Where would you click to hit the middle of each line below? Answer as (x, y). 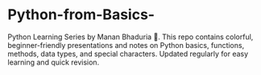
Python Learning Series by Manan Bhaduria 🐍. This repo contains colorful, (130, 37)
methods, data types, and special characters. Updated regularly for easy (128, 53)
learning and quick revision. (54, 62)
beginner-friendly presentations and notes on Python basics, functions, (126, 45)
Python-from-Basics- (81, 15)
